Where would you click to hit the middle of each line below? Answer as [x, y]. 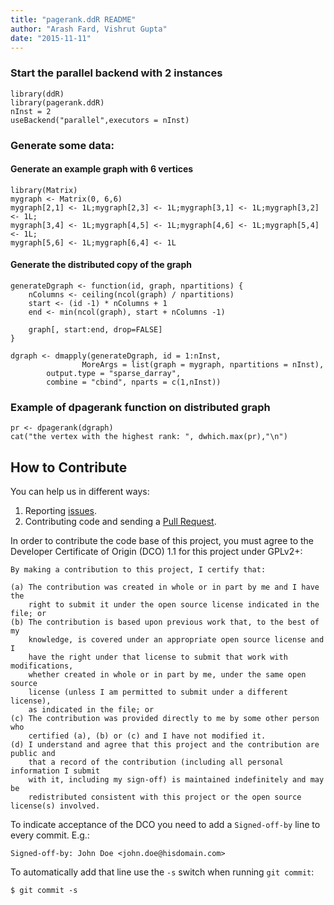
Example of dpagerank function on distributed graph [140, 407]
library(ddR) [37, 94]
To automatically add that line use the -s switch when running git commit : [162, 872]
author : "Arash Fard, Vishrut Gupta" [89, 29]
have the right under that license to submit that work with [158, 657]
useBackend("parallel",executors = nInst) [100, 120]
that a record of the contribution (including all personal [156, 762]
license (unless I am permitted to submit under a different [158, 692]
